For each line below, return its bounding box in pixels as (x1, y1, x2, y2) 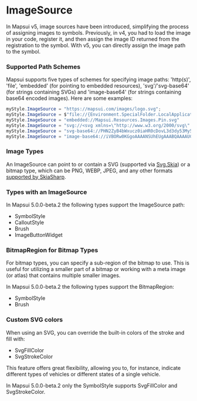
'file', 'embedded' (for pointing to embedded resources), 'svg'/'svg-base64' (6, 82, 189, 89)
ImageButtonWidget (14, 232, 63, 239)
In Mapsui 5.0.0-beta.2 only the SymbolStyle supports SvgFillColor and (6, 382, 178, 389)
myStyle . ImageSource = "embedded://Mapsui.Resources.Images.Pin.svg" (6, 117, 180, 123)
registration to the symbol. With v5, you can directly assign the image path (6, 42, 186, 49)
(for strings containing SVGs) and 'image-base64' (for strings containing (6, 89, 182, 96)
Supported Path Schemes (6, 62, 81, 71)
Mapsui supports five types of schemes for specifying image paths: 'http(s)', (6, 76, 191, 83)
